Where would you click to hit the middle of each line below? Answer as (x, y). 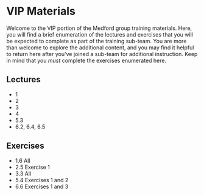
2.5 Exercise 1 (32, 167)
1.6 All (23, 160)
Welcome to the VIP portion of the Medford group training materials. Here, (99, 28)
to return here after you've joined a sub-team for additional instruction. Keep (102, 54)
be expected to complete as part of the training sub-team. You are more (97, 41)
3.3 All (23, 173)
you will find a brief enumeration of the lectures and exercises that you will (100, 34)
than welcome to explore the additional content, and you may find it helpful (100, 48)
